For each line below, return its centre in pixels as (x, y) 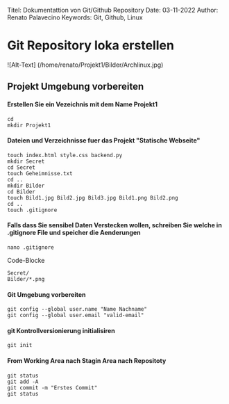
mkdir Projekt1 (29, 125)
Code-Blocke (26, 260)
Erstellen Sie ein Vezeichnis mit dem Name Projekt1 (83, 104)
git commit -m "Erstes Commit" (52, 388)
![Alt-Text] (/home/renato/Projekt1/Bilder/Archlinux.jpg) (85, 65)
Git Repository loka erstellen (91, 46)
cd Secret (22, 167)
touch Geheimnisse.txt (40, 173)
